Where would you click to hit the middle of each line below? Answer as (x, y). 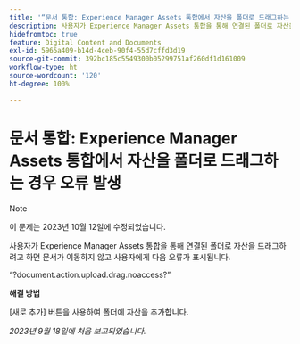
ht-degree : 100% (39, 84)
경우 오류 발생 (75, 183)
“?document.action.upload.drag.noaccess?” (90, 274)
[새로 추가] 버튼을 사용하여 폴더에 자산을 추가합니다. (99, 312)
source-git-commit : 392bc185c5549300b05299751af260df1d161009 (127, 59)
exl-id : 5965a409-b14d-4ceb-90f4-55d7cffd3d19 (97, 51)
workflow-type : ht (43, 68)
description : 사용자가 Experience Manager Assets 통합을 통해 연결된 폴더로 (141, 26)
